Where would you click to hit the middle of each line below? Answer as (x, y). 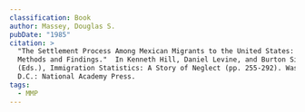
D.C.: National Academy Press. (77, 77)
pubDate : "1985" (40, 34)
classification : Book (50, 18)
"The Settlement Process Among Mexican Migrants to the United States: (156, 51)
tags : (20, 85)
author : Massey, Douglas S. (63, 26)
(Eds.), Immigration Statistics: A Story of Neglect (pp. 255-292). (150, 69)
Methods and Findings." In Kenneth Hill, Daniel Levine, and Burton (152, 60)
